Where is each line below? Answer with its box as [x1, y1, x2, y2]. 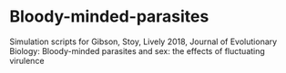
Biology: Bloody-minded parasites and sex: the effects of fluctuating [9, 45, 266, 56]
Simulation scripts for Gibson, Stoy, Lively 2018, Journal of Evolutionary [9, 36, 278, 47]
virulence [9, 55, 45, 66]
